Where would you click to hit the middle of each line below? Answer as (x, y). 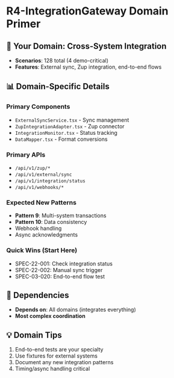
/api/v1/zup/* (33, 168)
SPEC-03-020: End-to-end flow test (60, 276)
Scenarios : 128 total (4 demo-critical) (62, 60)
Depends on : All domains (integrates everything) (76, 310)
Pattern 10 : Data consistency (51, 222)
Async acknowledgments (46, 235)
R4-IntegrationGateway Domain (87, 11)
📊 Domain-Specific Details (58, 86)
